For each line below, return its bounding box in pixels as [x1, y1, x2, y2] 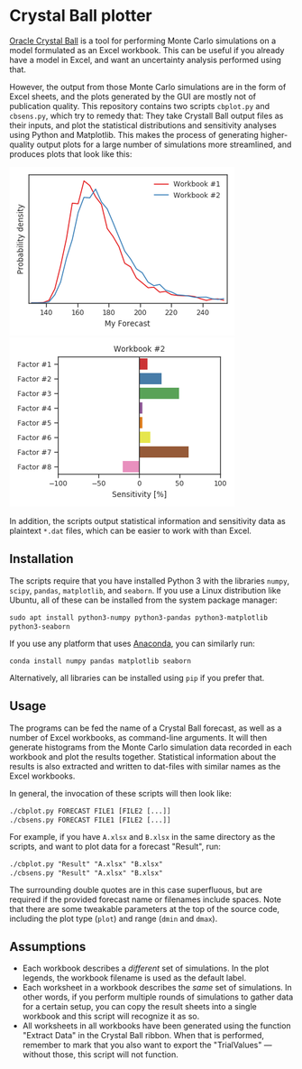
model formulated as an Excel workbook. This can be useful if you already [9, 44, 285, 55]
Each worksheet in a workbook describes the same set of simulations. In [22, 982, 293, 993]
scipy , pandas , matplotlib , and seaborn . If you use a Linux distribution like [9, 585, 281, 595]
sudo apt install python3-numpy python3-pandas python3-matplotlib [9, 613, 269, 622]
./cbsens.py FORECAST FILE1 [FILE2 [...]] [9, 816, 171, 825]
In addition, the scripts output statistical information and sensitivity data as [9, 515, 286, 526]
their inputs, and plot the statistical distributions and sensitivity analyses [9, 119, 277, 131]
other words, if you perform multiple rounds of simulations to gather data [22, 991, 294, 1002]
